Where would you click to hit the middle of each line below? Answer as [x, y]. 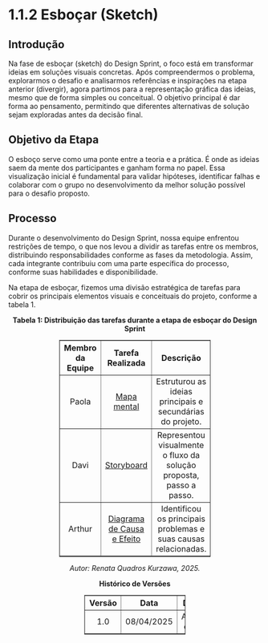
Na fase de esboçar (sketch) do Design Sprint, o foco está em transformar [131, 63]
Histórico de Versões [135, 584]
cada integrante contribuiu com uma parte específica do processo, [119, 263]
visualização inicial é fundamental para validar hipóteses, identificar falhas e [134, 176]
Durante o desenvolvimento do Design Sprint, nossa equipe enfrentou [124, 237]
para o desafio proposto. [49, 193]
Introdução [37, 44]
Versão [104, 603]
